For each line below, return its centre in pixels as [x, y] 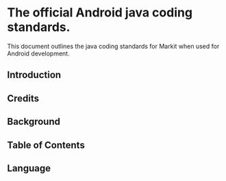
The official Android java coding [100, 13]
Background [34, 122]
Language [29, 168]
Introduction [34, 75]
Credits [23, 98]
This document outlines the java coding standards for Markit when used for [113, 46]
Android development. [38, 53]
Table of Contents [46, 145]
